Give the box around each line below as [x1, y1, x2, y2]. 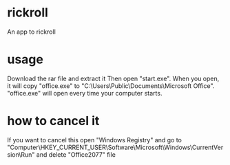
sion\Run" [7, 150, 35, 159]
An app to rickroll [7, 27, 56, 36]
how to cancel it [7, 113, 100, 129]
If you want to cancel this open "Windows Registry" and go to [7, 135, 182, 144]
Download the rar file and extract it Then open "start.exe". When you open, [7, 74, 220, 82]
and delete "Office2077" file [36, 150, 116, 159]
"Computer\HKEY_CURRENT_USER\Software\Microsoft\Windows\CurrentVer [7, 143, 224, 151]
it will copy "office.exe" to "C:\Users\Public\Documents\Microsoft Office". [7, 81, 215, 90]
